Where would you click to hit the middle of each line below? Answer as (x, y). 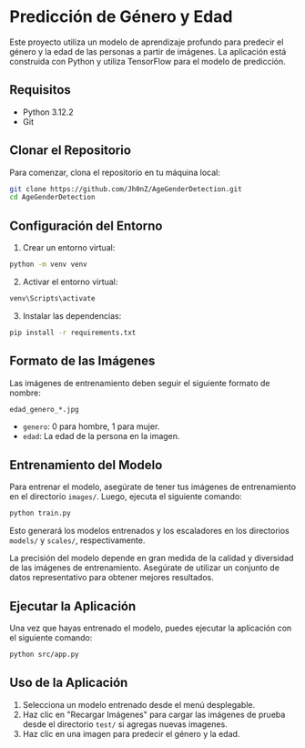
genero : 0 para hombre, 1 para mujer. (91, 426)
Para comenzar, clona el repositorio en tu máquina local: (115, 172)
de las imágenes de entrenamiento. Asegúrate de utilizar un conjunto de (145, 568)
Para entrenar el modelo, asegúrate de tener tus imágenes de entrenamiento (153, 487)
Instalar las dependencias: (72, 315)
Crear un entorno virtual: (69, 248)
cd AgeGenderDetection (52, 198)
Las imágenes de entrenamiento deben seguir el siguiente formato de (140, 383)
